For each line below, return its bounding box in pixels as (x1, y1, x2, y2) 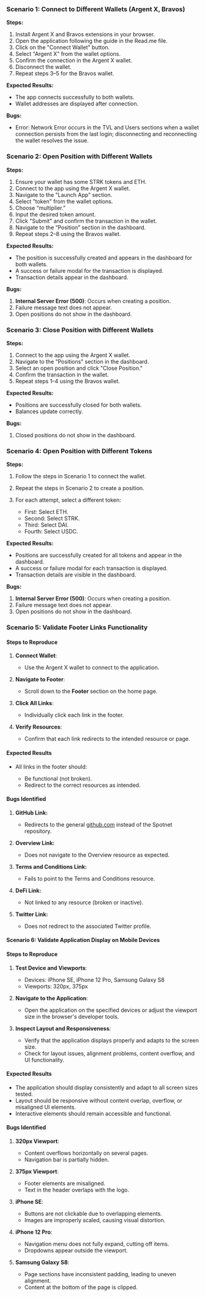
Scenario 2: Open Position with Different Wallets (6, 152, 153, 161)
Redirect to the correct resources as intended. (24, 781, 141, 789)
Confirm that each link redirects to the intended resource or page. (24, 735, 191, 743)
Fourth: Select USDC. (24, 528, 78, 535)
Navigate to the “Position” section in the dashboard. (15, 223, 146, 231)
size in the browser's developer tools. (24, 1012, 119, 1020)
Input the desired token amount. (15, 210, 96, 218)
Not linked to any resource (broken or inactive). (24, 898, 144, 906)
